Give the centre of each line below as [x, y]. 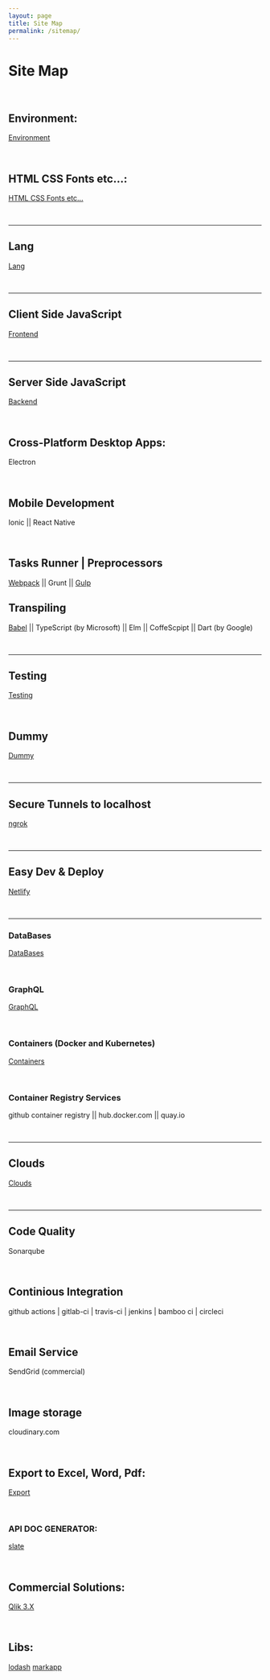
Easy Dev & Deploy [56, 872]
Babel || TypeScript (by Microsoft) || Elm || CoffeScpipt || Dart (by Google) [131, 627]
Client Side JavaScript [65, 315]
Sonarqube [27, 1251]
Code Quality [42, 1232]
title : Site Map [35, 23]
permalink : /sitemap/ [45, 31]
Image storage [45, 1412]
